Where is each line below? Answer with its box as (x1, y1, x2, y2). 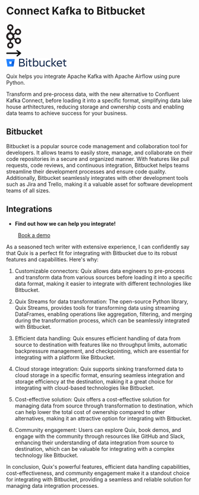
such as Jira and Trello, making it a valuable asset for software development (6, 180, 192, 188)
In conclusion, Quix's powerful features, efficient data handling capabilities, (6, 463, 191, 470)
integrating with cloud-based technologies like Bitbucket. (14, 384, 155, 391)
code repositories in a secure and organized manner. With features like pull (6, 155, 190, 162)
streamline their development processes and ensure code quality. (6, 168, 167, 175)
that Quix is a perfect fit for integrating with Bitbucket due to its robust (6, 249, 178, 257)
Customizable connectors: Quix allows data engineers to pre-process (14, 267, 185, 275)
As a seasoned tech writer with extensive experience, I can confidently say (6, 243, 190, 250)
